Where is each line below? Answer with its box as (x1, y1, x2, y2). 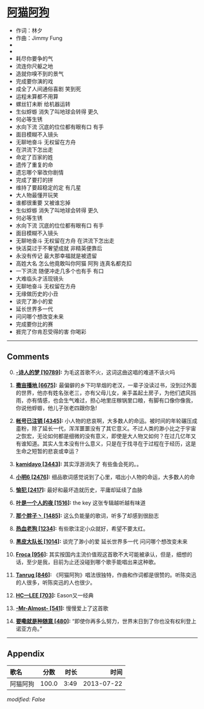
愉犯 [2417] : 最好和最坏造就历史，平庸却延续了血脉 (15, 486, 143, 494)
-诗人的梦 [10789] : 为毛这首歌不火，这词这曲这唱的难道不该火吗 (15, 368, 176, 376)
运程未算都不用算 (15, 92, 59, 100)
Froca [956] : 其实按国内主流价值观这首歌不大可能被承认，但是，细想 (15, 551, 187, 558)
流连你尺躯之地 (15, 62, 53, 70)
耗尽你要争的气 (15, 55, 53, 62)
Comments (7, 351, 50, 362)
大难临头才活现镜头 (15, 274, 64, 282)
